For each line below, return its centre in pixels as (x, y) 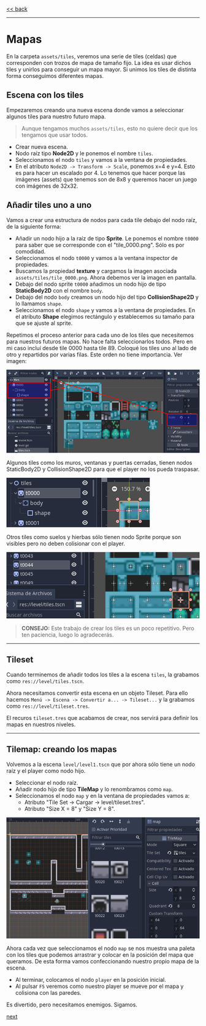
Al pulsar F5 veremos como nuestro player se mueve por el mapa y (99, 986)
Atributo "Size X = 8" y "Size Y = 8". (70, 808)
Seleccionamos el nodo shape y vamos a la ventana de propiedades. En (105, 310)
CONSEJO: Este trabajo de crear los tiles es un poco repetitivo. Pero (108, 628)
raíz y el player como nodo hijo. (46, 771)
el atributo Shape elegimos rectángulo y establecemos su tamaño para (105, 316)
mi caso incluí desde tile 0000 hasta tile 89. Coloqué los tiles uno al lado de (102, 348)
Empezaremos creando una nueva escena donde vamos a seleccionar (95, 110)
